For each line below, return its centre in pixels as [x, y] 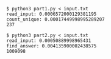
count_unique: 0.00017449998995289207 [56, 19]
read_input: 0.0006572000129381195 [52, 14]
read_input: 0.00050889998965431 [49, 41]
